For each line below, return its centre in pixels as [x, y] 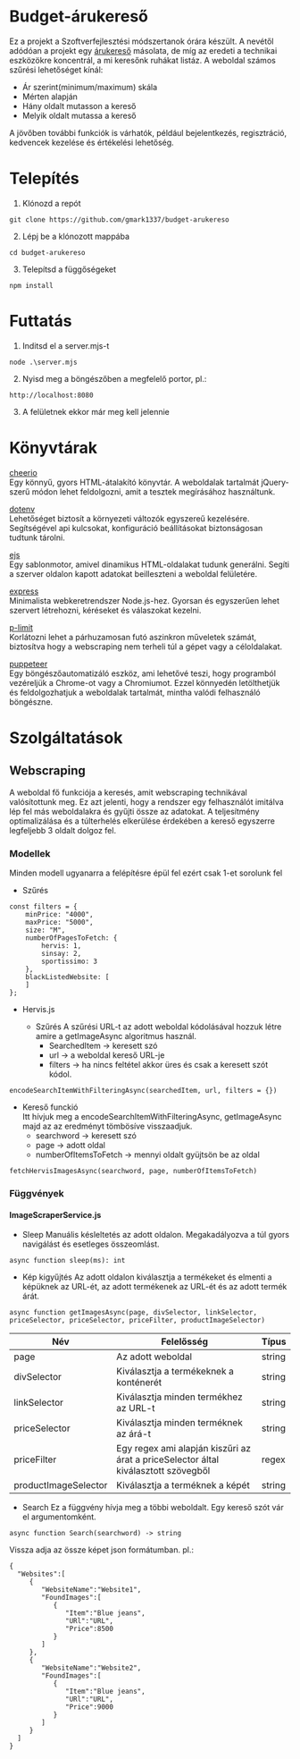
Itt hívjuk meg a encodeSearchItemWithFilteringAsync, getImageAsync [152, 1117]
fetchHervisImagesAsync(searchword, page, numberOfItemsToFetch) [133, 1171]
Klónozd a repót [52, 203]
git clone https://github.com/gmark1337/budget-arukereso [119, 220]
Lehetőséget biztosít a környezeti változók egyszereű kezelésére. [129, 518]
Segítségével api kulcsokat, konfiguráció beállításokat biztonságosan [136, 528]
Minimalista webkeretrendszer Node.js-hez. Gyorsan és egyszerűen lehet [144, 600]
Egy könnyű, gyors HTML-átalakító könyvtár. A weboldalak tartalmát [134, 482]
